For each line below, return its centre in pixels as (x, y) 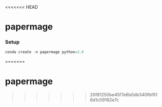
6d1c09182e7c (105, 100)
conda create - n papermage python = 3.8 (44, 52)
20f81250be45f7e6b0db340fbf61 (124, 95)
